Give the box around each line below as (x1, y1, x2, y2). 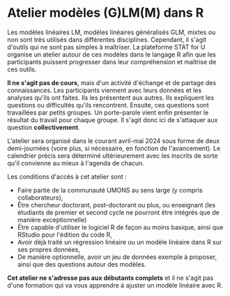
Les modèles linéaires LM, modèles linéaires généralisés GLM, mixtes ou (7, 28, 216, 36)
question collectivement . (7, 123, 80, 131)
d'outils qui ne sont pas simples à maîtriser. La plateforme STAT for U (7, 43, 206, 51)
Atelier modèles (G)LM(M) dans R (7, 5, 204, 21)
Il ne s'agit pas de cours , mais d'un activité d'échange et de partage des (7, 78, 217, 87)
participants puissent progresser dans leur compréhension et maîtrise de (7, 57, 217, 66)
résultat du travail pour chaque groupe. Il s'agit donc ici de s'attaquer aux (7, 115, 218, 124)
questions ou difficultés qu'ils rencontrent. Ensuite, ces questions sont (7, 101, 209, 109)
